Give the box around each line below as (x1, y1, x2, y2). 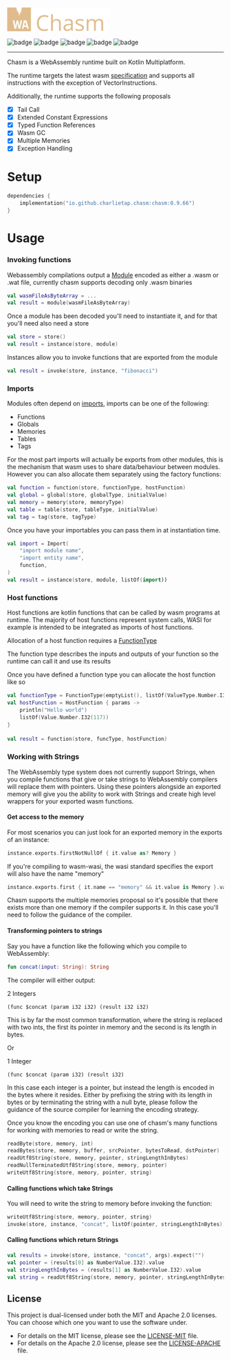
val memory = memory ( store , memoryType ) (7, 499, 125, 506)
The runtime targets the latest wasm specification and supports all (7, 72, 195, 80)
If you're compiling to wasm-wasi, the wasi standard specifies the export (7, 862, 214, 870)
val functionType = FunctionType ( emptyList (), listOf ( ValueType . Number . (7, 692, 220, 699)
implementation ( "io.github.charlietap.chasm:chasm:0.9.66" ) (19, 200, 195, 207)
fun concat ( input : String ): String (7, 963, 109, 970)
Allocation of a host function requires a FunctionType (7, 637, 157, 645)
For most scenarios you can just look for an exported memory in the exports (7, 828, 223, 837)
